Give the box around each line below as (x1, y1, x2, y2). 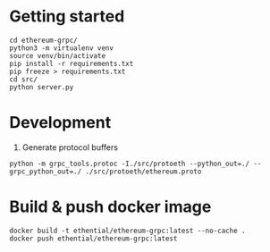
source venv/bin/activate (9, 51, 105, 60)
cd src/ (9, 74, 38, 84)
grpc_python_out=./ (9, 167, 82, 176)
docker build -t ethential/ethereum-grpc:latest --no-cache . (9, 226, 246, 235)
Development (9, 113, 112, 133)
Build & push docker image (9, 197, 212, 217)
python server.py (9, 82, 74, 91)
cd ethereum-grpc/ (9, 36, 78, 45)
